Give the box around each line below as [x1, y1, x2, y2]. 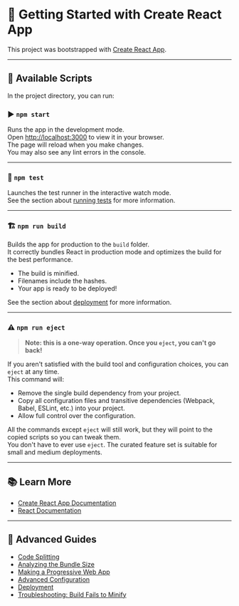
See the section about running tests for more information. [7, 196, 176, 205]
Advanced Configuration [17, 575, 90, 583]
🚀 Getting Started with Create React [7, 6, 222, 23]
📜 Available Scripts [7, 73, 92, 85]
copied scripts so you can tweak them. [7, 432, 121, 441]
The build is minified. [17, 268, 80, 277]
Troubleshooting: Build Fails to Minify [17, 590, 127, 599]
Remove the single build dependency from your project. [17, 388, 181, 397]
